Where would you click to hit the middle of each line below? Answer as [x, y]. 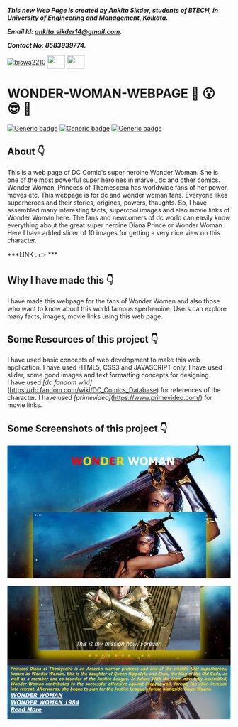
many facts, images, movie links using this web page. [85, 316]
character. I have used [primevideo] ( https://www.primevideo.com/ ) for [110, 398]
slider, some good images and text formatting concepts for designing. [109, 375]
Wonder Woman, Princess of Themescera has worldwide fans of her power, [118, 187]
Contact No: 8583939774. [47, 45]
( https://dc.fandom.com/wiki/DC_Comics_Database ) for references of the [114, 390]
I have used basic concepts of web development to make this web [104, 360]
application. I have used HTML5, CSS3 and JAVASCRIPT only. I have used [115, 367]
